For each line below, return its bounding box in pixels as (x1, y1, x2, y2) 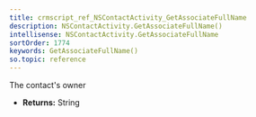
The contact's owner (9, 80, 86, 90)
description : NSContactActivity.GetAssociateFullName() (9, 22, 223, 31)
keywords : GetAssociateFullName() (9, 47, 139, 56)
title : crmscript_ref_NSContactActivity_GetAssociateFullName (9, 13, 247, 22)
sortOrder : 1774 (9, 38, 70, 48)
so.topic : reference (9, 55, 87, 64)
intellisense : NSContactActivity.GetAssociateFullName (9, 30, 219, 39)
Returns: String (22, 97, 81, 108)
